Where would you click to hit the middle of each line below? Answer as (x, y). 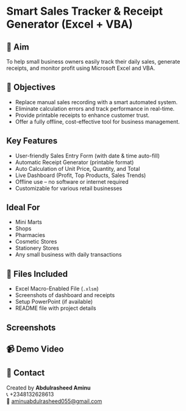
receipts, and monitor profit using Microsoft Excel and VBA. (81, 68)
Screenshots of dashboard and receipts (65, 295)
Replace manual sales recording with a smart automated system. (96, 102)
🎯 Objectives (31, 87)
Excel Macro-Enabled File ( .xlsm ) (57, 288)
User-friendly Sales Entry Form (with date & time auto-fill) (88, 156)
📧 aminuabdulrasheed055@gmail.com (54, 401)
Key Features (32, 141)
